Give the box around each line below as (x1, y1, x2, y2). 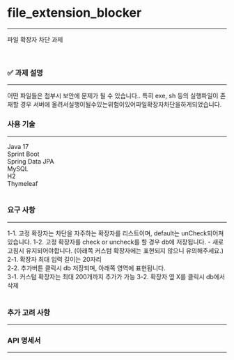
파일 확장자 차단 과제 (7, 35, 63, 43)
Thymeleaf (7, 179, 38, 187)
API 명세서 (7, 336, 41, 345)
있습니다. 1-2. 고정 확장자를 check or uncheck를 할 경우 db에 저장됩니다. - (7, 237, 211, 246)
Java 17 (7, 142, 29, 150)
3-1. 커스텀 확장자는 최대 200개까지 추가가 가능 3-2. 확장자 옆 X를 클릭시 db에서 (7, 272, 225, 281)
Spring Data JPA (7, 157, 54, 165)
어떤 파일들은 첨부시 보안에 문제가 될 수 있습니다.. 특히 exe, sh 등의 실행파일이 (7, 92, 219, 100)
